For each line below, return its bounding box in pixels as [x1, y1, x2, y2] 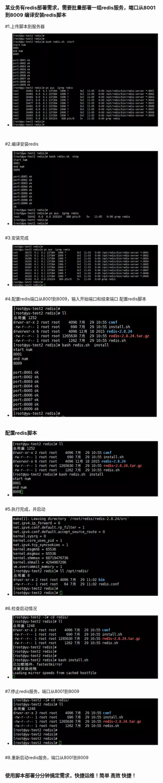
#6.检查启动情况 [5, 606, 37, 611]
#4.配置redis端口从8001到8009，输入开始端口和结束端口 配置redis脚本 [5, 296, 147, 302]
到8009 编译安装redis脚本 [5, 11, 66, 18]
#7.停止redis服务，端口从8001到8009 [5, 688, 80, 694]
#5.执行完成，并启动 [5, 506, 46, 512]
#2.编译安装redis [5, 141, 39, 147]
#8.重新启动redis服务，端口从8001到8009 [5, 755, 89, 761]
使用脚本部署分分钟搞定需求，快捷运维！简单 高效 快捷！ [5, 772, 137, 779]
